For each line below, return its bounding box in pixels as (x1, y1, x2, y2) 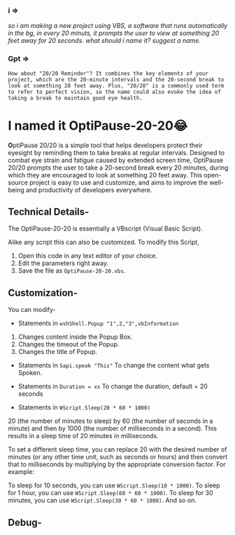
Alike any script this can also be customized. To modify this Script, (8, 238, 200, 247)
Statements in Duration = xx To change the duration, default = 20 (17, 382, 208, 391)
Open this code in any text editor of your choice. (17, 252, 158, 260)
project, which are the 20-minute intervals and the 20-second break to (8, 76, 225, 83)
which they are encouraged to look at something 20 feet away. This (8, 170, 202, 179)
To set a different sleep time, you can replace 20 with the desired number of (8, 445, 227, 454)
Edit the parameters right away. (17, 259, 109, 268)
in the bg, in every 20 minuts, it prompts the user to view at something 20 (8, 29, 220, 37)
